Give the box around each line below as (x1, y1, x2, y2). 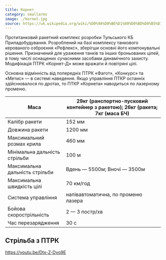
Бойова (7, 205, 26, 212)
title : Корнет (5, 7, 35, 12)
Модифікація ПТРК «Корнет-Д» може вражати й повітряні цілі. (5, 61, 138, 67)
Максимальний (7, 134, 44, 141)
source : (5, 21, 21, 26)
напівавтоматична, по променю (66, 191, 142, 198)
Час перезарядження (7, 220, 59, 226)
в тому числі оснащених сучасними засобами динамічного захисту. (5, 55, 149, 62)
